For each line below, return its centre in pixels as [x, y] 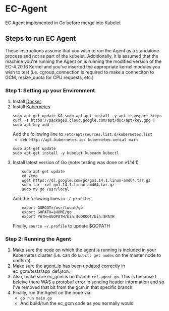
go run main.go [36, 298]
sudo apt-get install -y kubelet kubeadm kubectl [66, 153]
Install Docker [27, 102]
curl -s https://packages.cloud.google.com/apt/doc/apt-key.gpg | [84, 121]
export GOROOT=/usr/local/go [52, 208]
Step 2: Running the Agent [38, 239]
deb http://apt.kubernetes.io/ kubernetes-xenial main [79, 140]
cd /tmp [30, 176]
